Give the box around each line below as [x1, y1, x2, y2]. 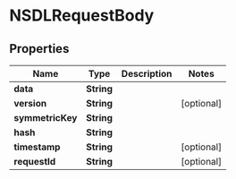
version [13, 98, 47, 109]
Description [121, 68, 173, 80]
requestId [13, 156, 56, 167]
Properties [9, 41, 70, 56]
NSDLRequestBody [9, 5, 155, 26]
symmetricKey [13, 112, 78, 124]
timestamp [13, 141, 61, 153]
